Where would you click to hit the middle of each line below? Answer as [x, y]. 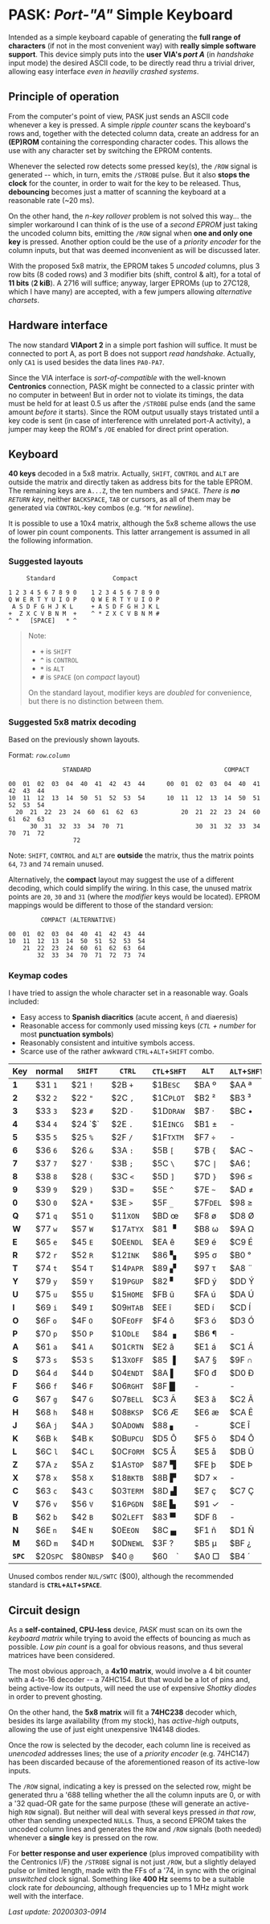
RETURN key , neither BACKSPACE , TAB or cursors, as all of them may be [120, 499]
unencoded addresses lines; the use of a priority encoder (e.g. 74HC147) [129, 1754]
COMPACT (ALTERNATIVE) [78, 920]
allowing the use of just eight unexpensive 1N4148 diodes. [104, 1730]
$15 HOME [127, 1294]
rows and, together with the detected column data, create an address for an [134, 133]
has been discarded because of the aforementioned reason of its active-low [134, 1762]
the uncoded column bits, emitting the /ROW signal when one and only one [131, 233]
